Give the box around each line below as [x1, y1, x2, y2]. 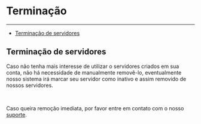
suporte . [6, 111, 27, 118]
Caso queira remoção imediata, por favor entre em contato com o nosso [6, 104, 184, 111]
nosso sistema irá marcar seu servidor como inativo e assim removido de [6, 75, 187, 82]
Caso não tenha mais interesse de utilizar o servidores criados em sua [6, 63, 179, 70]
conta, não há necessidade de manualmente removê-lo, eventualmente [6, 69, 182, 76]
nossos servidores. [6, 82, 54, 89]
